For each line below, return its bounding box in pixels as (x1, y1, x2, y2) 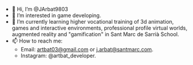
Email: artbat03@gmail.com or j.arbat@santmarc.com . (20, 46, 154, 53)
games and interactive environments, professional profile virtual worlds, (11, 24, 188, 31)
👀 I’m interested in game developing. (11, 12, 102, 19)
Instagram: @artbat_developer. (20, 52, 96, 59)
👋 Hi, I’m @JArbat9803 (11, 6, 68, 12)
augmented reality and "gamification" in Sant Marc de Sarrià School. (11, 31, 179, 38)
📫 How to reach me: (11, 37, 63, 44)
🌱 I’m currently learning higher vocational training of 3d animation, (11, 18, 174, 25)
